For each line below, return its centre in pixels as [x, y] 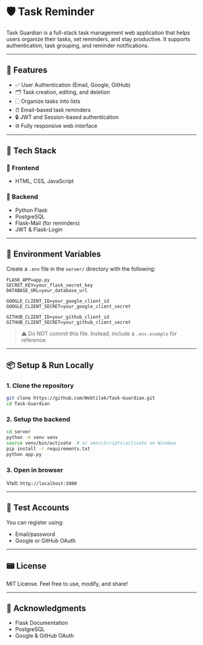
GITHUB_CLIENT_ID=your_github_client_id [58, 317]
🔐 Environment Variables [54, 254]
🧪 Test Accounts [38, 508]
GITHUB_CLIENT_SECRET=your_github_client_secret [69, 322]
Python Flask [31, 210]
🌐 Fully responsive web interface [56, 125]
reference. [34, 340]
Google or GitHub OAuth [45, 540]
